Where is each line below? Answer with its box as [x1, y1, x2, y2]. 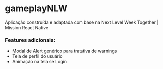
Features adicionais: [5, 36, 56, 43]
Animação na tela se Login [12, 59, 67, 65]
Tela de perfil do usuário [12, 53, 63, 59]
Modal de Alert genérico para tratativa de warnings [12, 48, 117, 54]
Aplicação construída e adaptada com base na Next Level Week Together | [5, 19, 159, 25]
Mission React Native [5, 24, 49, 30]
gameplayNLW [5, 3, 68, 14]
